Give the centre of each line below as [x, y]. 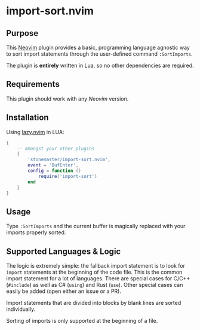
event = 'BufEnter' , [53, 165]
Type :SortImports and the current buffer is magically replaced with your [96, 226]
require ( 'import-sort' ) [67, 176]
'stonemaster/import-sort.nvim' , [69, 160]
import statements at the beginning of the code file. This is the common [94, 272]
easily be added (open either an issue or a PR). [64, 291]
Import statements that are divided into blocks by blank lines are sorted [94, 303]
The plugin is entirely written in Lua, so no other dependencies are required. [100, 65]
